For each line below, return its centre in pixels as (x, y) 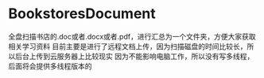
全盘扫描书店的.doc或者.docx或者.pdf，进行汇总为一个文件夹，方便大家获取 (132, 36)
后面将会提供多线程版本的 (50, 66)
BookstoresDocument (82, 14)
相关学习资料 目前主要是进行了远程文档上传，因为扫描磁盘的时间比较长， (128, 46)
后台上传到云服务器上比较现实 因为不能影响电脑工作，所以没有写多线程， (134, 56)
